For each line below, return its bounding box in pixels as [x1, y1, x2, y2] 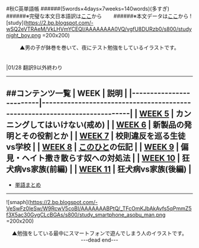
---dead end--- [81, 236, 118, 243]
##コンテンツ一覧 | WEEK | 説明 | [6, 88, 127, 99]
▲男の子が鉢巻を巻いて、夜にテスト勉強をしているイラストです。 [20, 44, 179, 51]
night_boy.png [6, 32, 41, 38]
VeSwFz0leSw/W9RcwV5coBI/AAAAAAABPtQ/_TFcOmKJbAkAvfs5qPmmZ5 [6, 205, 192, 212]
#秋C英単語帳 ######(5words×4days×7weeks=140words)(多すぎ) [6, 5, 170, 12]
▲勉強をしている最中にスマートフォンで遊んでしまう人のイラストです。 [11, 230, 188, 237]
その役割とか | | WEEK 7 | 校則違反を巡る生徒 [21, 131, 186, 141]
